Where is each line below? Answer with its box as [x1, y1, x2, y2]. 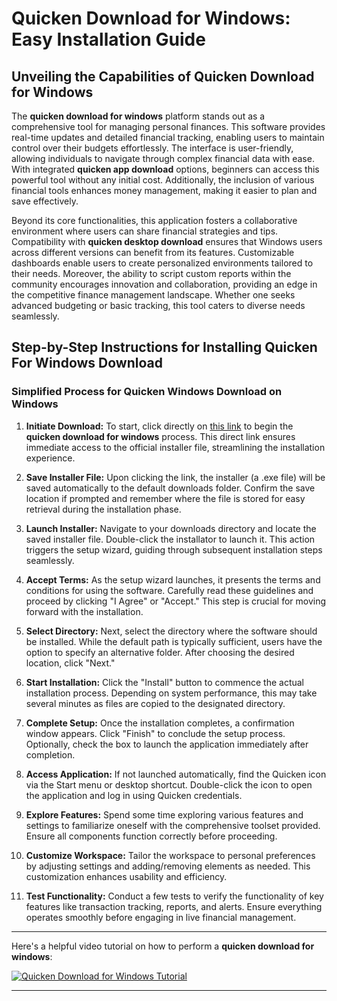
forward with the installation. [25, 605, 144, 617]
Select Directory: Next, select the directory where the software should [25, 625, 318, 637]
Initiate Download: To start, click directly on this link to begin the [25, 420, 294, 432]
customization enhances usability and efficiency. [25, 870, 228, 882]
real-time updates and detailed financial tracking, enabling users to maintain [11, 132, 325, 143]
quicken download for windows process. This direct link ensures [25, 430, 296, 442]
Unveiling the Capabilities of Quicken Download [11, 68, 315, 85]
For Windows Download [11, 355, 163, 372]
